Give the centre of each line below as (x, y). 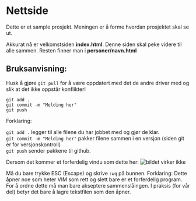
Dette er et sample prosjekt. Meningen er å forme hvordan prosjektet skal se (98, 27)
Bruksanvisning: (36, 69)
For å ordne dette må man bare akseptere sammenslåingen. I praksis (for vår (98, 185)
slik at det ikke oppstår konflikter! (46, 89)
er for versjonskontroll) (34, 144)
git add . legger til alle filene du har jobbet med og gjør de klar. (83, 132)
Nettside (27, 11)
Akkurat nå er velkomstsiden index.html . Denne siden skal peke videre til (94, 44)
